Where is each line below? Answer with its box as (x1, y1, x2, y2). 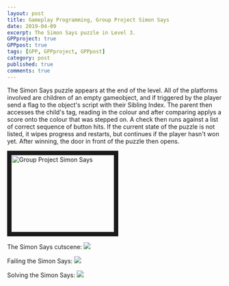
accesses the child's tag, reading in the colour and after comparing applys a (7, 107, 222, 116)
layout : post (7, 10, 44, 17)
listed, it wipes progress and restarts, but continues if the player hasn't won (7, 129, 220, 138)
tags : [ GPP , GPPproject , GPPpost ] (7, 49, 106, 55)
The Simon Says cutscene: (7, 242, 83, 250)
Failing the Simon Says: (7, 257, 73, 265)
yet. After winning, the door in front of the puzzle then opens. (7, 137, 180, 145)
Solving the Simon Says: (7, 271, 76, 279)
